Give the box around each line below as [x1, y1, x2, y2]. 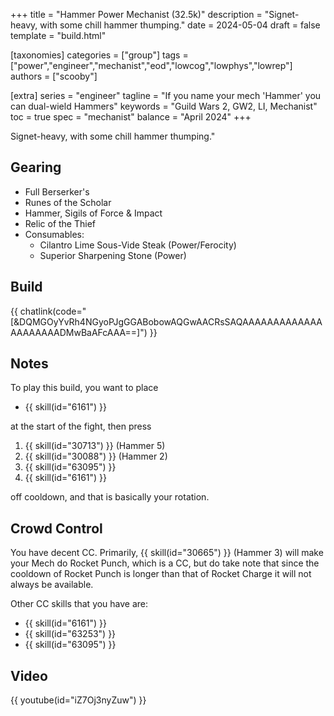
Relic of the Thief [24, 217, 97, 229]
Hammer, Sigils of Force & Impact [24, 207, 163, 219]
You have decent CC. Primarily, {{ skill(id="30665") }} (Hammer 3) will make [10, 547, 324, 559]
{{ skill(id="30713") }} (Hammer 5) [24, 440, 166, 452]
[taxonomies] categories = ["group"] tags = [10, 49, 189, 61]
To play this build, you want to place [10, 382, 159, 394]
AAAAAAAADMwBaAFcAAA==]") [10, 326, 148, 338]
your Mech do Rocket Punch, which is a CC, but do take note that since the [10, 557, 320, 569]
